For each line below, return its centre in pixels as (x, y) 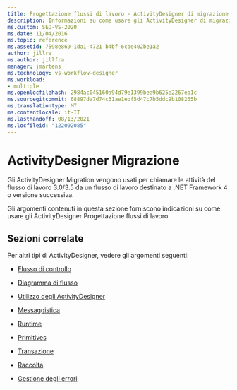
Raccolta (30, 365)
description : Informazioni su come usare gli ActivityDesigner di (107, 20)
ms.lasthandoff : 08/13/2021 (49, 119)
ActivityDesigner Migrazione (93, 160)
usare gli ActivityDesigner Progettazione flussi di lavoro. (89, 216)
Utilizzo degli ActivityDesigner (61, 297)
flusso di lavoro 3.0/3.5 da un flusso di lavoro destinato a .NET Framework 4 (117, 187)
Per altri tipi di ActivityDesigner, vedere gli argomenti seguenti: (98, 256)
